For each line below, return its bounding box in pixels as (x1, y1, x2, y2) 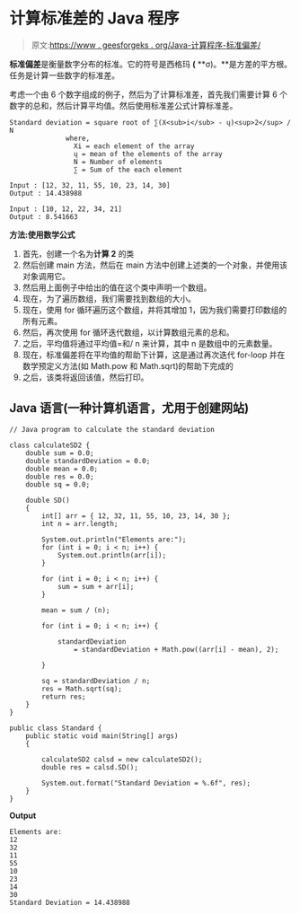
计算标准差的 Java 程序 (9, 8, 180, 29)
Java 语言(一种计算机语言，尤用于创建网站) (9, 400, 250, 416)
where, (66, 134, 91, 143)
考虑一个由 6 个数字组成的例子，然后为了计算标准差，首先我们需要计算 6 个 (9, 89, 288, 100)
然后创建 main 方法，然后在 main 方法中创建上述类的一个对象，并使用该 (22, 259, 288, 270)
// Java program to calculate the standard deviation (9, 425, 216, 434)
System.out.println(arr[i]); (57, 550, 167, 559)
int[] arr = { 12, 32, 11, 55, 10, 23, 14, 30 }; (41, 511, 231, 521)
